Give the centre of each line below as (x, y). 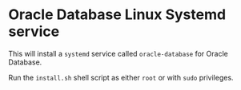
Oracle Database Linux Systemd (117, 15)
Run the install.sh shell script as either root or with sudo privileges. (121, 77)
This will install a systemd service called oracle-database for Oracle (118, 53)
